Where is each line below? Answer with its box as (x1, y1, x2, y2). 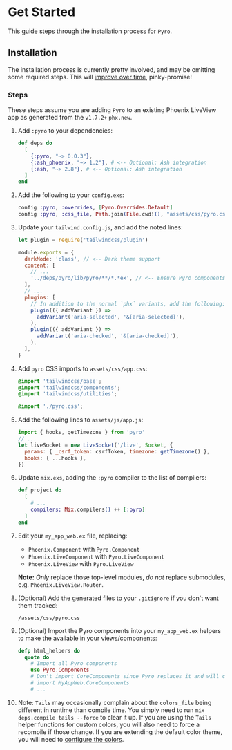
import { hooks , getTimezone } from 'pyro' (17, 429, 146, 436)
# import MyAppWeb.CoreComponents (30, 679, 130, 686)
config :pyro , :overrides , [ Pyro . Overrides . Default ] (17, 205, 173, 212)
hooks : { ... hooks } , (24, 454, 87, 462)
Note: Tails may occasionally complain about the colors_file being (17, 698, 212, 706)
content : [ (24, 262, 56, 269)
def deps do (17, 140, 52, 147)
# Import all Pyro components (30, 660, 117, 667)
